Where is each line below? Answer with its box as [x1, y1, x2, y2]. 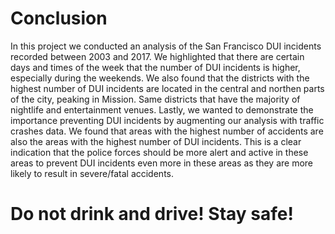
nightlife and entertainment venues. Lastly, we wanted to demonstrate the [10, 103, 314, 116]
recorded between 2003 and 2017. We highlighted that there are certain [10, 50, 305, 62]
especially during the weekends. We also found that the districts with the [10, 72, 310, 84]
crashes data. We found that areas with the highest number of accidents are [10, 125, 324, 137]
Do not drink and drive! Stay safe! [10, 203, 294, 226]
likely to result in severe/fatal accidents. [10, 167, 174, 179]
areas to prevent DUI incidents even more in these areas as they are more [10, 157, 313, 169]
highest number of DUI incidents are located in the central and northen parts [10, 82, 325, 94]
